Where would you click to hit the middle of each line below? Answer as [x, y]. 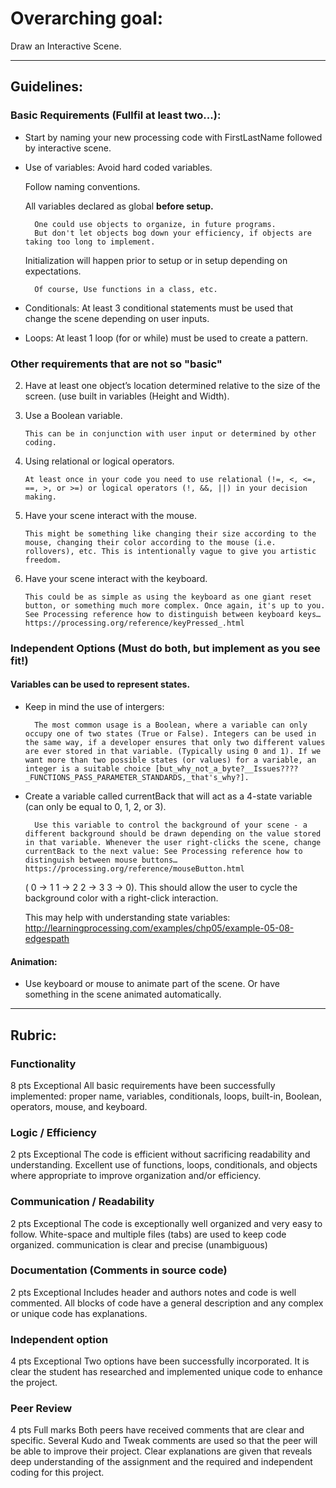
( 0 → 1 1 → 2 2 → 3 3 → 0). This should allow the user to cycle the [161, 888]
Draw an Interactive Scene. [66, 46]
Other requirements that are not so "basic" [116, 364]
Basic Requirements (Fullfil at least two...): [116, 115]
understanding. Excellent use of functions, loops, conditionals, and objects [164, 1165]
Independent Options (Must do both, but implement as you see [165, 648]
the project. [34, 1383]
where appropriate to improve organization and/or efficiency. [136, 1176]
